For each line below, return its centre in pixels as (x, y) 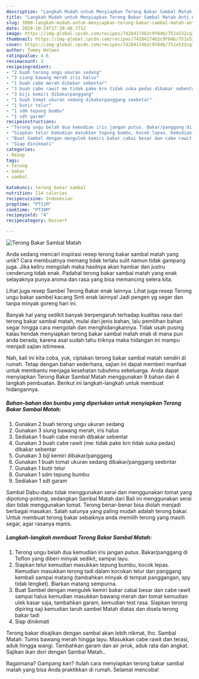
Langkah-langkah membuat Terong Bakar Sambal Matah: (79, 537)
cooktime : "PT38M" (29, 210)
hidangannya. (23, 389)
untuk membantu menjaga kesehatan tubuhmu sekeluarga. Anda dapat (93, 370)
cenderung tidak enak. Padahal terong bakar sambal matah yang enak (92, 273)
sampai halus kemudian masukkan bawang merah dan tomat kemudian (101, 596)
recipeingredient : (29, 67)
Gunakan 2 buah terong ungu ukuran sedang (69, 424)
